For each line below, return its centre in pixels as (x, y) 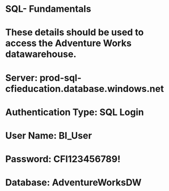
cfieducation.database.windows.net (84, 89)
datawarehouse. (41, 54)
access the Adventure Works (68, 43)
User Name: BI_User (49, 135)
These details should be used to (75, 33)
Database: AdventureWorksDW (73, 183)
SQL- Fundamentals (48, 9)
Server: (22, 78)
